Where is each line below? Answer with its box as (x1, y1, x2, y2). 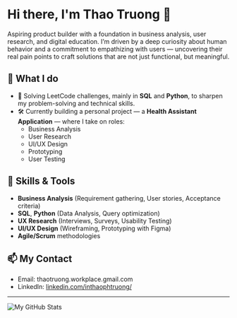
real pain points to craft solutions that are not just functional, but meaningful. (7, 52, 230, 61)
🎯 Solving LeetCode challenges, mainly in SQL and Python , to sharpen (17, 91, 224, 100)
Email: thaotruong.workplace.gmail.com (17, 275, 133, 283)
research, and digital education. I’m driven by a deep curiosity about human (7, 37, 227, 45)
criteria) (17, 201, 41, 210)
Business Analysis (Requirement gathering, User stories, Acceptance (17, 194, 221, 202)
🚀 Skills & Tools (7, 175, 75, 187)
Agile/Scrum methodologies (17, 231, 101, 240)
